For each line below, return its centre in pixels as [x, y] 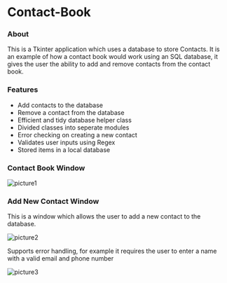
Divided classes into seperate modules [73, 127]
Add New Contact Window [53, 201]
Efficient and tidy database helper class [74, 120]
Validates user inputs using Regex [66, 142]
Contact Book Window [46, 167]
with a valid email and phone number [61, 258]
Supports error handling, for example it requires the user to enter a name [112, 251]
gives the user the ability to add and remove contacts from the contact [109, 64]
